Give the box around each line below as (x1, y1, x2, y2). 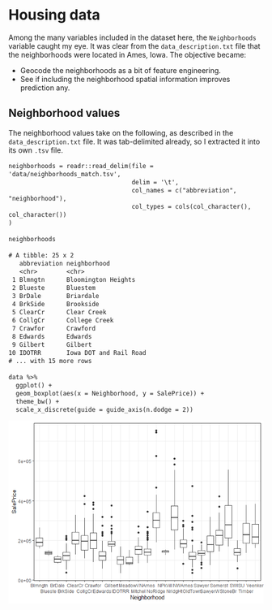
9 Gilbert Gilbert (11, 340, 92, 348)
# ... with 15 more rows (8, 357, 92, 365)
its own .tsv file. (8, 145, 63, 155)
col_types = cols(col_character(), (131, 202, 252, 210)
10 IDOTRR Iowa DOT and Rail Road (8, 348, 147, 357)
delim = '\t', (131, 178, 180, 186)
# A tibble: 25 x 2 (8, 251, 74, 259)
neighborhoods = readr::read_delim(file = (8, 162, 154, 170)
